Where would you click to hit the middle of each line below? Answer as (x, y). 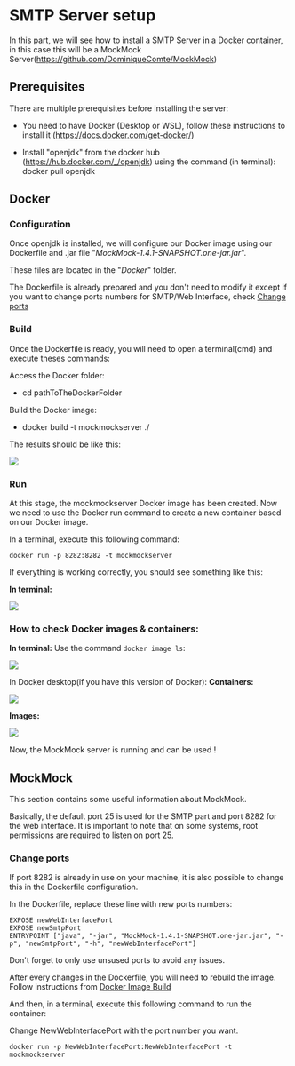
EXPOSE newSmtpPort (45, 928)
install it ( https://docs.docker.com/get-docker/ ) (108, 135)
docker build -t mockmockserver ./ (86, 426)
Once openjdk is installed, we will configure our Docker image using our (141, 243)
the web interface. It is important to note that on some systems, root (134, 826)
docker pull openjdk (59, 171)
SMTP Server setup (83, 16)
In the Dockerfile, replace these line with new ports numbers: (121, 904)
